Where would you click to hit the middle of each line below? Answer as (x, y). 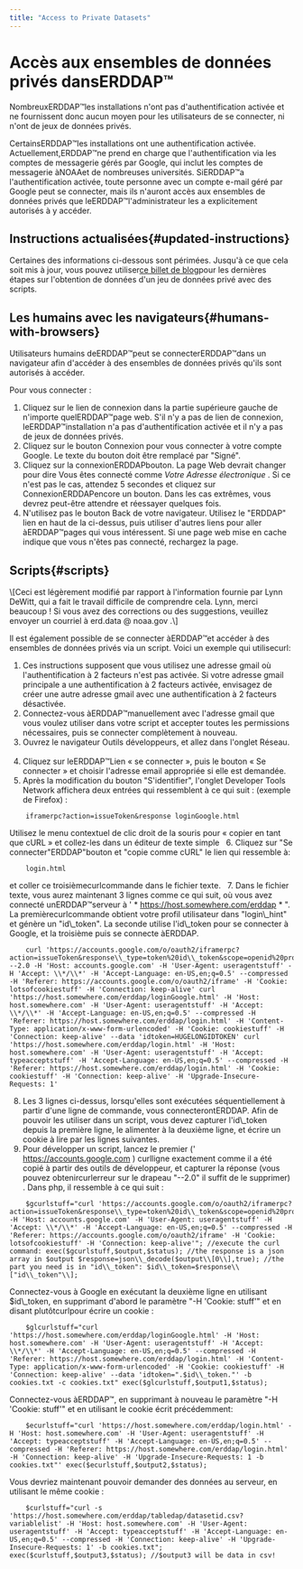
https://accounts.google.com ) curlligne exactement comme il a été (147, 1158)
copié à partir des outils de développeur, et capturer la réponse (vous (151, 1168)
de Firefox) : (45, 799)
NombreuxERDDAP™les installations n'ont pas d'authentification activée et (147, 107)
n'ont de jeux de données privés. (70, 125)
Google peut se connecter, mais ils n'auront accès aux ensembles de (138, 191)
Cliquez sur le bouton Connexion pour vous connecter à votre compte (152, 446)
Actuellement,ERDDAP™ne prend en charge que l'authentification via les (143, 153)
